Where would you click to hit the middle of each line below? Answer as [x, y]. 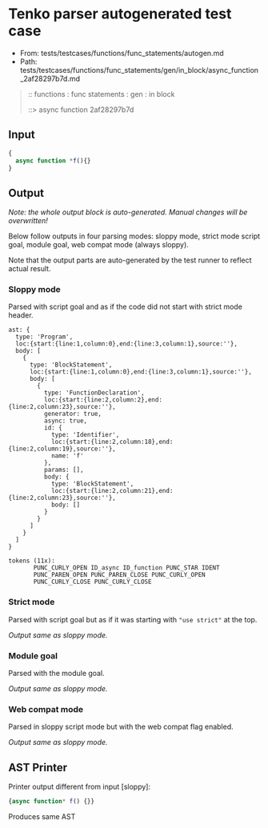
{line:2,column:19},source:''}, [62, 449]
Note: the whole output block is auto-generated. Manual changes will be [128, 212]
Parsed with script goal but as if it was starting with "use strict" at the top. [133, 619]
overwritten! [28, 221]
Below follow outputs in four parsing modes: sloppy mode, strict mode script [134, 236]
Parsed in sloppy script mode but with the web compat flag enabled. [121, 727]
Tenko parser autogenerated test [120, 14]
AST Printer [38, 768]
